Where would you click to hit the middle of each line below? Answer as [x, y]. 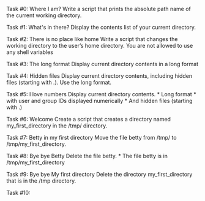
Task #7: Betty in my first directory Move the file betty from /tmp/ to [91, 138]
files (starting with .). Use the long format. [59, 82]
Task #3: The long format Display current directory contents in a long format [102, 64]
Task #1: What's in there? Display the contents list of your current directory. [101, 27]
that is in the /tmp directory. [41, 181]
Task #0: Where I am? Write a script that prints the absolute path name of [99, 9]
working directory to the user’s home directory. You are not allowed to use [100, 46]
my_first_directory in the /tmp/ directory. [57, 126]
